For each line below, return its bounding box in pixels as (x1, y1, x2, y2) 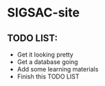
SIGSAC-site (7, 5, 80, 21)
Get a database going (16, 58, 78, 66)
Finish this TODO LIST (16, 72, 80, 80)
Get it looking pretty (16, 50, 73, 58)
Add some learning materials (16, 65, 99, 73)
